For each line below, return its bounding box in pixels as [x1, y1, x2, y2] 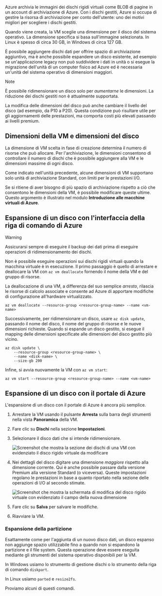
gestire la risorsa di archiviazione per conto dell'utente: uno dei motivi [5, 15, 145, 20]
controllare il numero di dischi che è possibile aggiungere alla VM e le [5, 155, 144, 161]
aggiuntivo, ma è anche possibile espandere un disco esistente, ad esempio [5, 54, 157, 60]
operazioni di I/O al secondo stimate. [12, 480, 86, 486]
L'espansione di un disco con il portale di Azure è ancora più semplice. [5, 402, 146, 408]
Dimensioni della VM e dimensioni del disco [5, 132, 139, 140]
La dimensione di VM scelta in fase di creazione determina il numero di [5, 145, 147, 151]
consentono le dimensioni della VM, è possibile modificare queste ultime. [5, 189, 151, 195]
